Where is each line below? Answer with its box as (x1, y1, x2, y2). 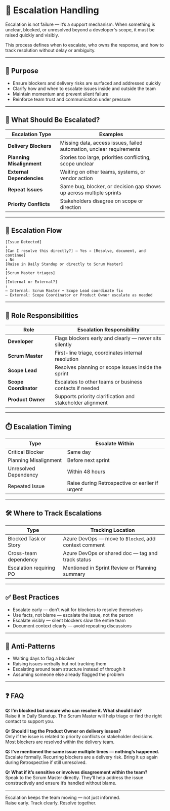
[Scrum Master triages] (5, 271, 56, 276)
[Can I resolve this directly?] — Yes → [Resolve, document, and (5, 248, 146, 253)
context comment (63, 541, 105, 548)
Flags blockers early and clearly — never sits (55, 335, 161, 342)
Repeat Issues (8, 186, 43, 193)
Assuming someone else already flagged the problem (12, 671, 124, 677)
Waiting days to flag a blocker (12, 655, 75, 662)
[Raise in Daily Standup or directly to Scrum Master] (5, 262, 123, 267)
